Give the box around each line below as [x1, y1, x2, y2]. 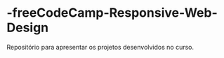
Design [6, 20, 49, 36]
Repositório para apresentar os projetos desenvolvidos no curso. [6, 43, 195, 51]
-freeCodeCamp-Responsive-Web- [6, 5, 218, 21]
